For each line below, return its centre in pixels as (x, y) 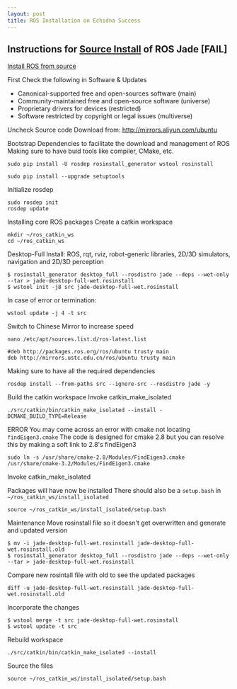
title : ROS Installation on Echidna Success (74, 21)
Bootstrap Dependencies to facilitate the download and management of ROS (118, 144)
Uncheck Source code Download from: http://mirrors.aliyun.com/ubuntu (112, 130)
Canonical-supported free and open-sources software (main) (107, 93)
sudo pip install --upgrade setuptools (66, 177)
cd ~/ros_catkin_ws (36, 241)
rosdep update (28, 209)
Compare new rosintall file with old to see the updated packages (101, 575)
